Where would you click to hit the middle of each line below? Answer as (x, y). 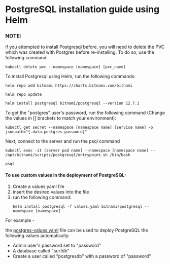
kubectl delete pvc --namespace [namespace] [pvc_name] (65, 67)
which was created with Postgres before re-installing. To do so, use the (80, 52)
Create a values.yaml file (38, 186)
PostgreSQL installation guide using (82, 9)
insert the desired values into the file (51, 192)
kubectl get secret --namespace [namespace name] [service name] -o (79, 128)
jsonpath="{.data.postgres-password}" (46, 132)
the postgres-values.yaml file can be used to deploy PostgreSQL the (77, 230)
